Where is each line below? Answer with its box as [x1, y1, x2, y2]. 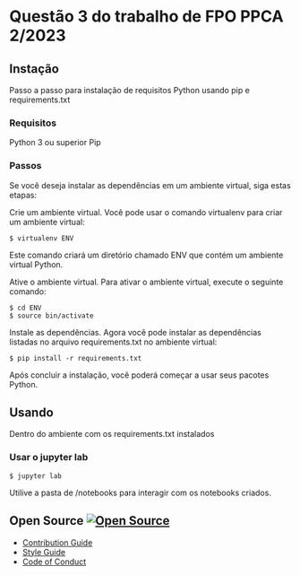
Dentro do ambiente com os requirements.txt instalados [9, 429, 215, 440]
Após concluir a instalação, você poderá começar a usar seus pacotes [9, 370, 270, 380]
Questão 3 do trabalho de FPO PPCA [9, 6, 284, 27]
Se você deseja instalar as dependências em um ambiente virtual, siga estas [9, 179, 291, 190]
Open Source [9, 513, 84, 528]
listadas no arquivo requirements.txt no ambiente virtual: [9, 336, 218, 347]
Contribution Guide [21, 536, 93, 548]
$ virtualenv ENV [9, 233, 74, 243]
